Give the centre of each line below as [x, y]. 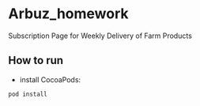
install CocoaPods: [50, 79]
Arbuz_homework [68, 14]
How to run [36, 61]
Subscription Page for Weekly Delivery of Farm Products [100, 36]
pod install [28, 94]
